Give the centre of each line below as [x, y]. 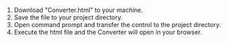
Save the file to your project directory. [68, 17]
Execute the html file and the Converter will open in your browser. [108, 32]
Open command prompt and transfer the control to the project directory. [117, 25]
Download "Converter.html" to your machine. [78, 10]
